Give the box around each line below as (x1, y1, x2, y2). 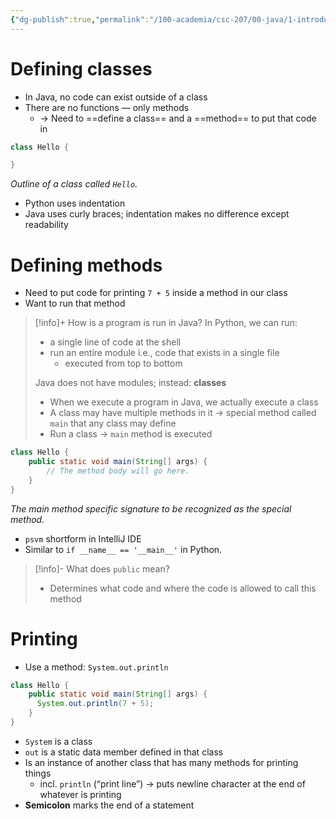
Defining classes (10, 57, 153, 80)
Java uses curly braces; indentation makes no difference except (24, 208, 290, 220)
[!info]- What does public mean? (34, 562, 170, 575)
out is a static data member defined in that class (24, 746, 224, 758)
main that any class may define (49, 417, 177, 430)
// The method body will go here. (46, 466, 190, 476)
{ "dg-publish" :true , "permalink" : (10, 14, 150, 25)
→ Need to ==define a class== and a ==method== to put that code (39, 112, 317, 124)
